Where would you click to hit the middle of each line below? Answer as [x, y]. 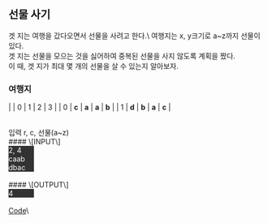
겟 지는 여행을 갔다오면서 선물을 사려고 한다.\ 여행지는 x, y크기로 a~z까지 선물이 [135, 36]
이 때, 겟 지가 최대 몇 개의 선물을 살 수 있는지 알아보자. [93, 66]
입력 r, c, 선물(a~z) [39, 133]
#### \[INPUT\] [35, 142]
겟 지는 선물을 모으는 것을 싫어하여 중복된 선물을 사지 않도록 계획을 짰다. [122, 56]
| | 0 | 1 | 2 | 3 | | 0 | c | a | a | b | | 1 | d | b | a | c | [90, 107]
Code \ [19, 211]
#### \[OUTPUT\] [39, 185]
